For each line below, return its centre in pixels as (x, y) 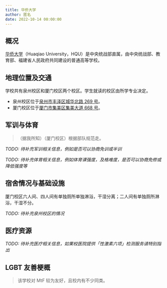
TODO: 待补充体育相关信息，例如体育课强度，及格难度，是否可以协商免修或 (83, 160)
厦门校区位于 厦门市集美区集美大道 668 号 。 (58, 108)
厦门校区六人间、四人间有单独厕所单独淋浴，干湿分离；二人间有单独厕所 (80, 196)
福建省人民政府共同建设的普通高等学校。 (60, 60)
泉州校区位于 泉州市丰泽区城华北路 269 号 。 (58, 101)
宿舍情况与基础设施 (35, 184)
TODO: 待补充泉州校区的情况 (35, 213)
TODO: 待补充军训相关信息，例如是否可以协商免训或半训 (64, 149)
